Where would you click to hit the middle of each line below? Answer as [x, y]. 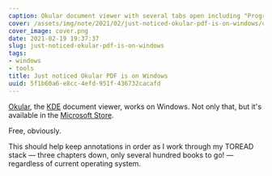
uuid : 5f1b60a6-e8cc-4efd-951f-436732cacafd [85, 83]
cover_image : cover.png [49, 31]
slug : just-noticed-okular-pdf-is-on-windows [86, 46]
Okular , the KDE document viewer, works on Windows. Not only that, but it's [135, 107]
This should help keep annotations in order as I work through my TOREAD [131, 146]
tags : [17, 53]
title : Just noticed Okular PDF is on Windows [88, 76]
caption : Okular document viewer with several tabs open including [125, 16]
